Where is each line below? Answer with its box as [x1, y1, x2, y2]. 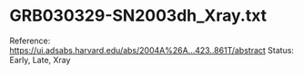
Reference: [9, 35, 51, 46]
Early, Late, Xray [9, 54, 71, 65]
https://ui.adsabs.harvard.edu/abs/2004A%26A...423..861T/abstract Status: [9, 44, 294, 55]
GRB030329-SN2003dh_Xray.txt [9, 5, 268, 26]
